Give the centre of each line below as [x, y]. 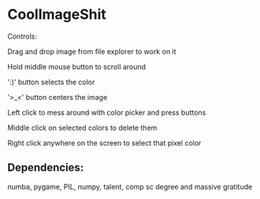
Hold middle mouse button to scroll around [77, 66]
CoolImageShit [57, 15]
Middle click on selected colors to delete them [82, 127]
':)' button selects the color [51, 82]
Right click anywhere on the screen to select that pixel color [104, 142]
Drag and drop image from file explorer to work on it [92, 51]
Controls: [22, 36]
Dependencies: [46, 168]
